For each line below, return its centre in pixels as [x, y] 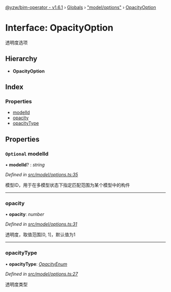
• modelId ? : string [25, 165]
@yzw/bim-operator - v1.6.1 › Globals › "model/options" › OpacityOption [81, 7]
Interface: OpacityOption [59, 28]
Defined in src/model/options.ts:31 [41, 224]
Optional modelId [27, 153]
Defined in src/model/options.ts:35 [42, 175]
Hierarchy [21, 59]
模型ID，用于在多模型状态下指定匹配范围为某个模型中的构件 [68, 185]
